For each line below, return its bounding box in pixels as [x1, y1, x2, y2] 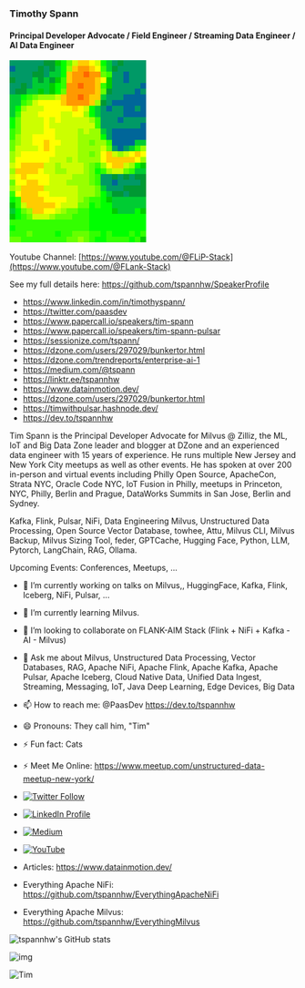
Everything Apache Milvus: [22, 907, 125, 918]
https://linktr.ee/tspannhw [22, 374, 120, 385]
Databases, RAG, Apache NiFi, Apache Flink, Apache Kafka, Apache [22, 662, 279, 673]
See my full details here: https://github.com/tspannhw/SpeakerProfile [9, 279, 270, 290]
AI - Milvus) [22, 635, 66, 646]
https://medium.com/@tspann [22, 364, 136, 375]
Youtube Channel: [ [9, 251, 82, 262]
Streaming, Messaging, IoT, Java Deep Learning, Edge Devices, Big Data [22, 681, 296, 692]
